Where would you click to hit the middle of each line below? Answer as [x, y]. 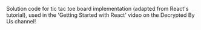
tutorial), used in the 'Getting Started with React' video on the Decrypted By [100, 15]
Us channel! [21, 21]
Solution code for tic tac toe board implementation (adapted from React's [97, 9]
